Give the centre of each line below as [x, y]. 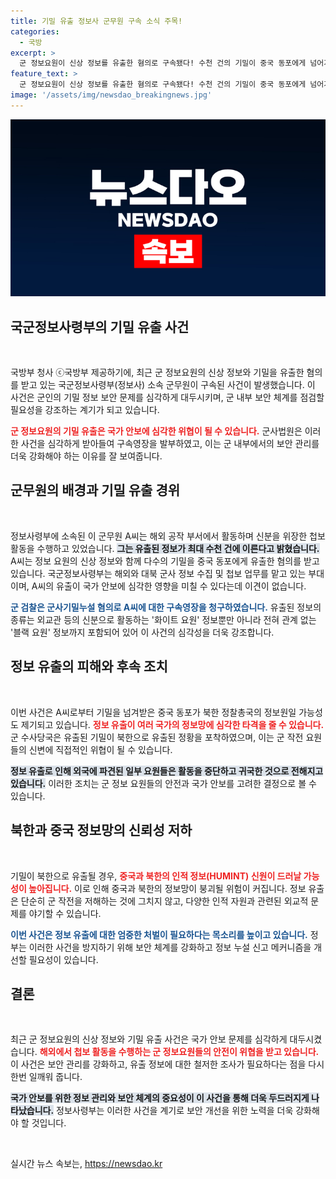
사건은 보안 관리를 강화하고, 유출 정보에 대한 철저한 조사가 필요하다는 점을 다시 [172, 1064]
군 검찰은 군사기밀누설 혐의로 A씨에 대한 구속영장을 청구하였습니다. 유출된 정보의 [166, 607]
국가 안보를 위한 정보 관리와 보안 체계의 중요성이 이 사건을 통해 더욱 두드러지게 [160, 1098]
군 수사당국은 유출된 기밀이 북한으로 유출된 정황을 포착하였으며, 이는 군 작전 [157, 737]
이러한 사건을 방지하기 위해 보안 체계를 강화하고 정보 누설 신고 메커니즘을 [170, 947]
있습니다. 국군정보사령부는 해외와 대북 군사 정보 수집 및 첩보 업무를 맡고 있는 [158, 573]
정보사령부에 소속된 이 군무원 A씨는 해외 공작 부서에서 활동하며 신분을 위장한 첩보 [168, 536]
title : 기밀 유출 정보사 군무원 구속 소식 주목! [96, 21]
